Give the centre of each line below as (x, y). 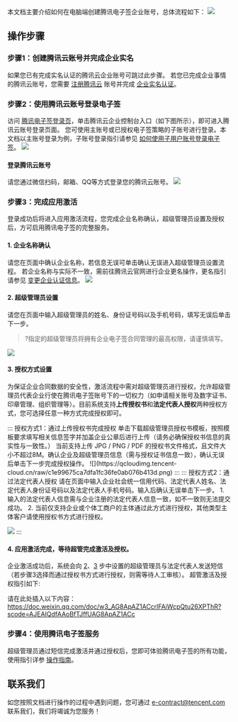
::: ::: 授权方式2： (199, 473)
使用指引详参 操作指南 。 (42, 660)
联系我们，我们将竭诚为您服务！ (54, 711)
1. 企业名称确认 (29, 245)
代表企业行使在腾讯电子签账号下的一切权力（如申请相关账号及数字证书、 (125, 395)
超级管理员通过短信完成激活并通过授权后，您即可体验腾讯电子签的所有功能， (119, 650)
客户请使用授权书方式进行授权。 (60, 517)
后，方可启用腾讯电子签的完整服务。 (60, 227)
